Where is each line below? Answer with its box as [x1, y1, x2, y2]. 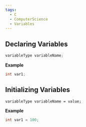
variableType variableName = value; [5, 98, 81, 104]
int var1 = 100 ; [5, 117, 39, 122]
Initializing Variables [5, 85, 70, 94]
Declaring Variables [5, 39, 68, 48]
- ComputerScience [9, 16, 48, 21]
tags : [5, 7, 16, 12]
